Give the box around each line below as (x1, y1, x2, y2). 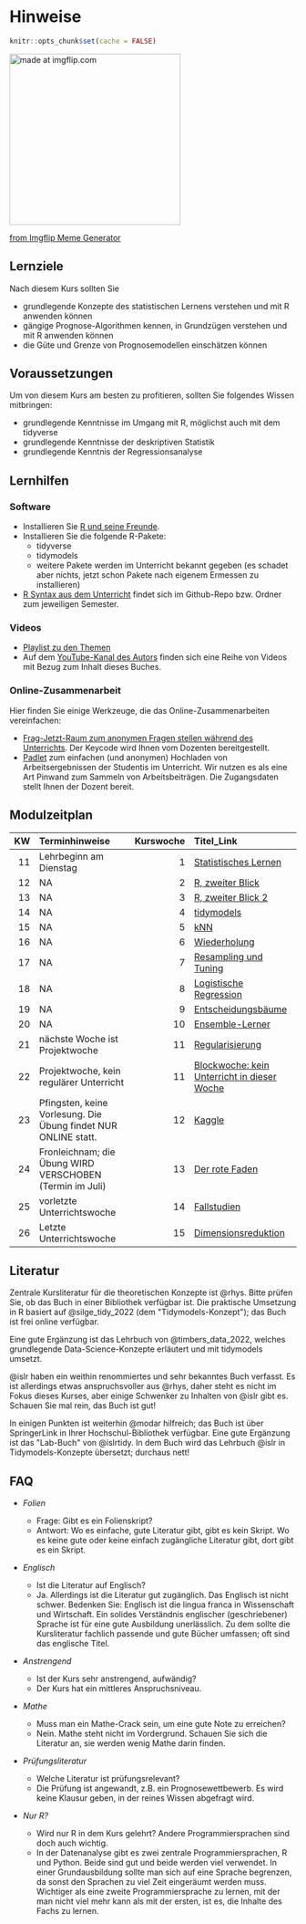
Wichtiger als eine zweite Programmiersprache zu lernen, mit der (36, 1887, 280, 1898)
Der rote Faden (194, 1162, 259, 1175)
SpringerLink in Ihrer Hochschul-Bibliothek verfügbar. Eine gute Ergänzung (9, 1427, 291, 1438)
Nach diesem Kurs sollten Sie (9, 283, 120, 294)
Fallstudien (194, 1200, 241, 1213)
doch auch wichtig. (36, 1837, 108, 1849)
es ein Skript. (36, 1544, 87, 1555)
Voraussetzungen (9, 366, 114, 382)
